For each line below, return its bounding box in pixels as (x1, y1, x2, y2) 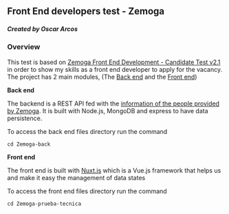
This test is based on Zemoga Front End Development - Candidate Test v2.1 (7, 58, 221, 66)
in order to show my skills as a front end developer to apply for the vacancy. (7, 65, 222, 73)
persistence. (7, 114, 43, 122)
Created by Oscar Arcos (7, 24, 78, 33)
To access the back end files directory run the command (7, 127, 168, 135)
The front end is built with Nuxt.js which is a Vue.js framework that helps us (7, 166, 221, 175)
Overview (7, 42, 41, 52)
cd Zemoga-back (7, 141, 51, 148)
